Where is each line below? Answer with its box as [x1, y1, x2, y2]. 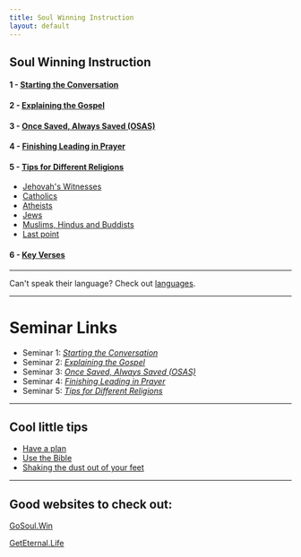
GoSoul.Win [9, 520, 54, 531]
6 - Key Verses [9, 250, 65, 261]
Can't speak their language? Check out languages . [9, 278, 196, 288]
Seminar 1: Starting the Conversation [21, 347, 159, 358]
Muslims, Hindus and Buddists [21, 219, 134, 230]
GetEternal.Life [9, 538, 64, 549]
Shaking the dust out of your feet [21, 462, 145, 473]
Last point [21, 229, 60, 240]
